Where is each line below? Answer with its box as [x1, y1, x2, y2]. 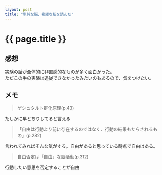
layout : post [5, 7, 32, 12]
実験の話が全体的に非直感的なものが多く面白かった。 [5, 68, 115, 75]
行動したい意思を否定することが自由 [5, 164, 80, 170]
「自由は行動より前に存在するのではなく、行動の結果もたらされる [17, 126, 153, 132]
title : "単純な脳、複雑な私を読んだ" [5, 12, 74, 17]
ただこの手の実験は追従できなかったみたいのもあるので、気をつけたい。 [5, 75, 154, 81]
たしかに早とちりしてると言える [5, 116, 71, 122]
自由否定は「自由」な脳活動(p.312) [17, 154, 89, 160]
